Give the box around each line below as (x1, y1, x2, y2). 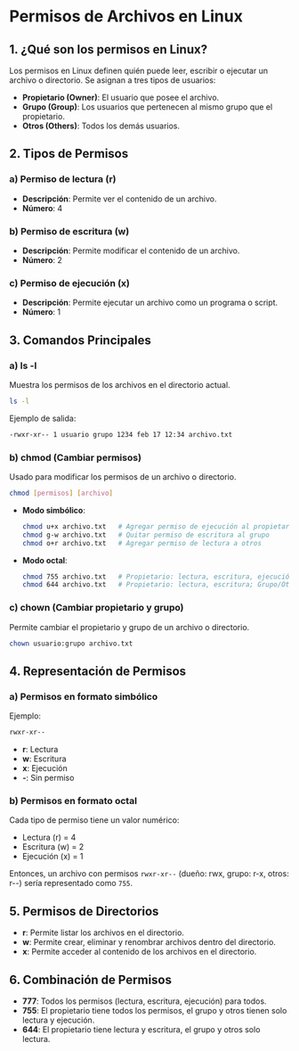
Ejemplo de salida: (9, 413, 77, 423)
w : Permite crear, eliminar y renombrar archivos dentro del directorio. (21, 937, 276, 948)
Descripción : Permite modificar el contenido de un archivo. (21, 245, 240, 256)
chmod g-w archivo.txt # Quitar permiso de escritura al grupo (21, 530, 270, 539)
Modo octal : (21, 554, 69, 565)
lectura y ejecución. (21, 1014, 95, 1025)
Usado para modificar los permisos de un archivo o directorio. (9, 472, 237, 482)
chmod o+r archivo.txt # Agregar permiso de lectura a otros (21, 538, 263, 547)
